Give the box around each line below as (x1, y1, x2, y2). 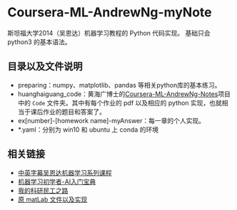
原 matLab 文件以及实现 (17, 195, 88, 204)
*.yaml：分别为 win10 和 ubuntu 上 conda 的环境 (17, 125, 159, 134)
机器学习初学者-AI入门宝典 (17, 177, 96, 186)
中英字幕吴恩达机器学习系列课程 (17, 168, 112, 177)
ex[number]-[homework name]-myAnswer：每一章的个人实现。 (17, 116, 206, 125)
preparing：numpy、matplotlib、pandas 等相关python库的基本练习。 (17, 80, 221, 89)
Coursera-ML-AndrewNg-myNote (7, 4, 212, 21)
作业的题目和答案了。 (42, 107, 106, 116)
